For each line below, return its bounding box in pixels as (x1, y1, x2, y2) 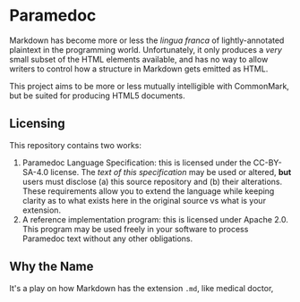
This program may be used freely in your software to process (21, 223, 249, 234)
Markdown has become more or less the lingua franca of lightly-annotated (9, 35, 285, 46)
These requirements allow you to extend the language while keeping (21, 185, 275, 197)
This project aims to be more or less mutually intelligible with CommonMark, (9, 80, 289, 91)
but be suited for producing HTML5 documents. (9, 90, 185, 101)
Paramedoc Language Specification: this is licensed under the (21, 157, 252, 168)
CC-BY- (253, 157, 282, 168)
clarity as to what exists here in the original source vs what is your (21, 195, 267, 206)
